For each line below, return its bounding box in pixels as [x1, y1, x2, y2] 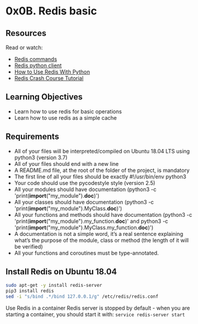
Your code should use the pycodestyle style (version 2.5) [14, 179, 156, 186]
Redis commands [14, 56, 57, 62]
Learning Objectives [5, 92, 83, 102]
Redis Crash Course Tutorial [14, 75, 84, 81]
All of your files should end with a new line [14, 160, 119, 167]
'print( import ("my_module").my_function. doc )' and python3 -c [14, 217, 169, 225]
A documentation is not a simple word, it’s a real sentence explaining [14, 230, 184, 237]
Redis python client [14, 62, 62, 69]
